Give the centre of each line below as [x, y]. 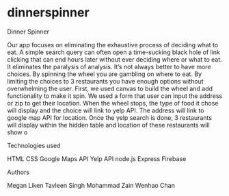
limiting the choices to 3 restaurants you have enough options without [105, 81]
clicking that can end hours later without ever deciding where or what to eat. [114, 59]
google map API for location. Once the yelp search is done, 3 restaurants [109, 117]
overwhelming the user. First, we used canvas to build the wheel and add [110, 88]
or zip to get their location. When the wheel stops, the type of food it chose [113, 103]
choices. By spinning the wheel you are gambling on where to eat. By [105, 74]
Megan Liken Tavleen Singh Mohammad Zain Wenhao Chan [91, 185]
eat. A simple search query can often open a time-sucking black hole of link [114, 52]
